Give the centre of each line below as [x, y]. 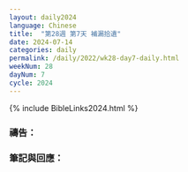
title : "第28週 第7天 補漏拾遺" [65, 34]
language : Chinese [43, 26]
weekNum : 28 [31, 67]
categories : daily [43, 50]
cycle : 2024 [31, 83]
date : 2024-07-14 [41, 42]
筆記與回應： [37, 158]
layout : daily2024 [43, 17]
